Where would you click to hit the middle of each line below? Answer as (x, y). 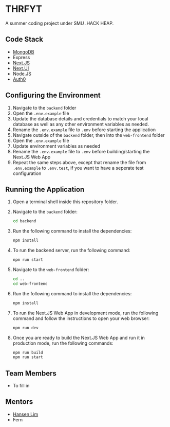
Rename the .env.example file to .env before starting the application (84, 130)
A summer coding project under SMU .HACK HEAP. (60, 23)
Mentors (19, 402)
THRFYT (24, 9)
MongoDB (23, 51)
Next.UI (21, 68)
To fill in (21, 386)
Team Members (31, 373)
